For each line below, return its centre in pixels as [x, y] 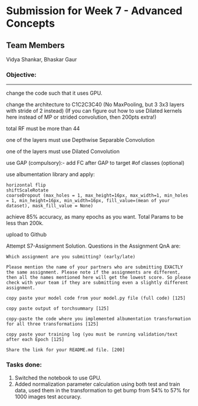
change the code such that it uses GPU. [54, 93]
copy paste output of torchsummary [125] [58, 308]
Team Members [35, 45]
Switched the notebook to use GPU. [58, 378]
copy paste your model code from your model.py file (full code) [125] [96, 298]
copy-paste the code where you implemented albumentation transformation [99, 319]
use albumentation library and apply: [51, 174]
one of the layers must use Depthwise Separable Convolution [80, 140]
